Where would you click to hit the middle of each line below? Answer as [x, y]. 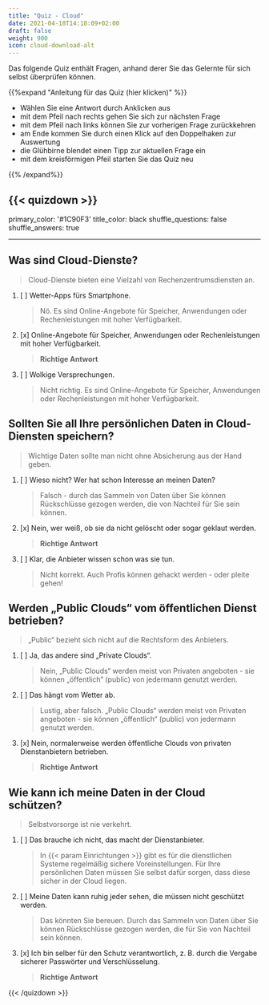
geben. [40, 464]
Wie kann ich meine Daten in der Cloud [107, 792]
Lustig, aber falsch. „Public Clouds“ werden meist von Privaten [143, 711]
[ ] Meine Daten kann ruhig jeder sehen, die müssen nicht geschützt [132, 897]
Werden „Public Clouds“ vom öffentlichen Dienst [132, 608]
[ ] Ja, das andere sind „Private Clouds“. [86, 655]
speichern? [85, 437]
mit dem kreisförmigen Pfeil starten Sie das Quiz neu [106, 159]
